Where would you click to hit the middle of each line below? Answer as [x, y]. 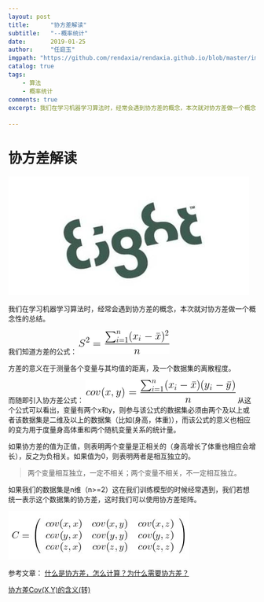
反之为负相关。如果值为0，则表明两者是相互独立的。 [110, 457]
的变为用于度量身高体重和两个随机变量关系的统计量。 [94, 430]
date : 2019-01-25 [47, 42]
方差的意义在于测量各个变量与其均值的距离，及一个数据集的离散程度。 [122, 369]
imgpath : [22, 58]
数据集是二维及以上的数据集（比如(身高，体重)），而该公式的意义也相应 [136, 420]
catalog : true [31, 67]
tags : [17, 75]
